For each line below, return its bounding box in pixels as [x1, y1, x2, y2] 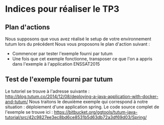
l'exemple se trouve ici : [5, 109, 53, 115]
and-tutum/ [5, 99, 28, 104]
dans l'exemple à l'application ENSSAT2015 [12, 61, 100, 67]
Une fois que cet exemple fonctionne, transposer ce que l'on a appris [12, 56, 153, 62]
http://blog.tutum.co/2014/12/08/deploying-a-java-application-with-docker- [5, 93, 159, 99]
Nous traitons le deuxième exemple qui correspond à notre [29, 99, 148, 104]
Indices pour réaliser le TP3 [5, 3, 119, 15]
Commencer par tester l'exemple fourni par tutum [12, 50, 113, 56]
